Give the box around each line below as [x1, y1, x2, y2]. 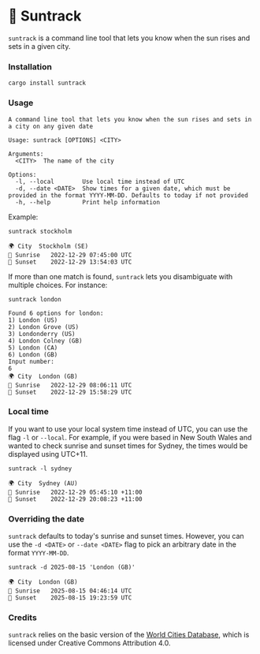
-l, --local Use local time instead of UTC [15, 178, 185, 185]
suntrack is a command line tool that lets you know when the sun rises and [8, 33, 251, 43]
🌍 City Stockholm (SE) [8, 242, 89, 250]
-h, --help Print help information [15, 198, 160, 206]
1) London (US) [8, 316, 58, 324]
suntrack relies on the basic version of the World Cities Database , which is [8, 630, 250, 640]
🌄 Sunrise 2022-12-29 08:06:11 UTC [8, 381, 132, 389]
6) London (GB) [8, 350, 58, 358]
